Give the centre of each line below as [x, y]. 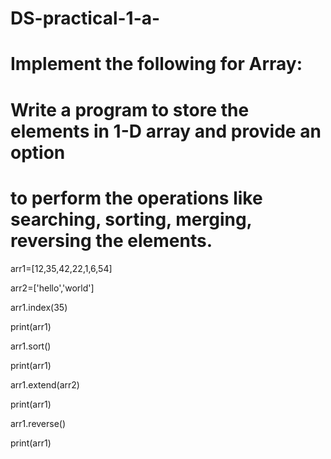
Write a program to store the [130, 109]
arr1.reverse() [38, 423]
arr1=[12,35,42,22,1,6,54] [61, 268]
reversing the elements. [111, 240]
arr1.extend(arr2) [45, 384]
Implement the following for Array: [156, 64]
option [38, 152]
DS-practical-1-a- [85, 18]
